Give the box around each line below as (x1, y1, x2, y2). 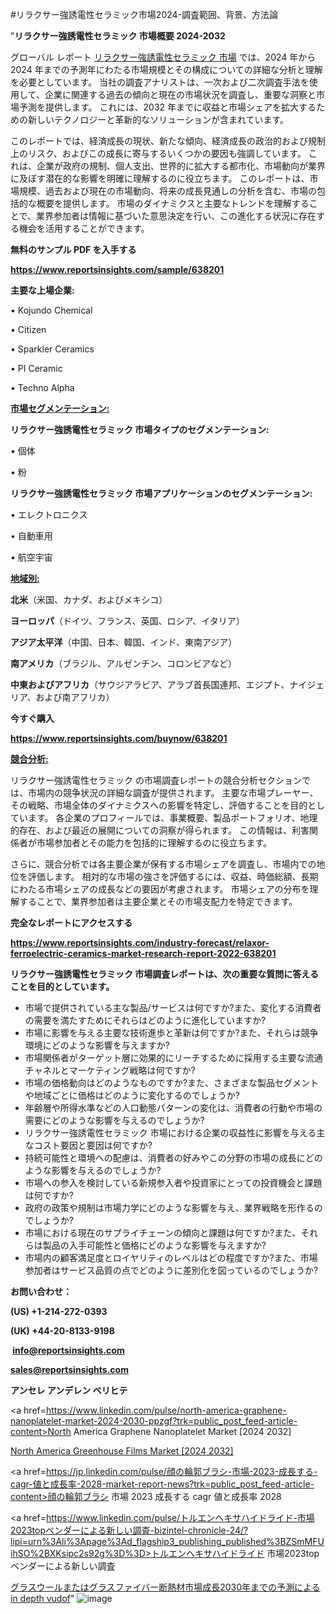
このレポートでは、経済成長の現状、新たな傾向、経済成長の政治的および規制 (10, 135, 326, 147)
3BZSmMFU (274, 1536, 325, 1547)
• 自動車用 (10, 530, 53, 542)
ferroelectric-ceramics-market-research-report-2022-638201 (10, 948, 277, 959)
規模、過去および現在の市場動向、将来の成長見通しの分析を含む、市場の (18, 185, 317, 197)
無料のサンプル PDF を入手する (10, 244, 137, 255)
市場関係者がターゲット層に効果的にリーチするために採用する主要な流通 (24, 1052, 323, 1063)
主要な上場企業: (10, 284, 75, 296)
